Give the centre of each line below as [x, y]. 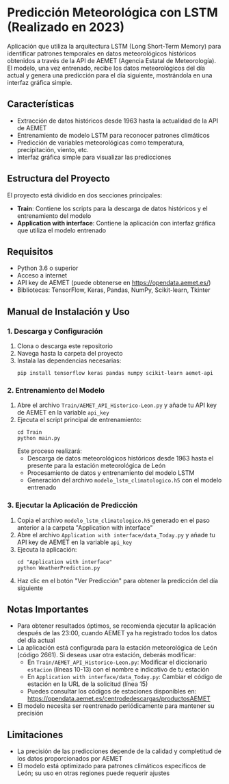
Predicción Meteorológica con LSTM [113, 13]
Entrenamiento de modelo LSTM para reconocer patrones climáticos [113, 135]
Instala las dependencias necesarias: [69, 360]
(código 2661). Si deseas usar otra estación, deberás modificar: [106, 655]
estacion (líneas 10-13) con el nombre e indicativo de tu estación [118, 670]
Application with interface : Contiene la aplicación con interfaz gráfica [116, 223]
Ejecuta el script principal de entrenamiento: [79, 420]
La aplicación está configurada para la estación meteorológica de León [117, 648]
